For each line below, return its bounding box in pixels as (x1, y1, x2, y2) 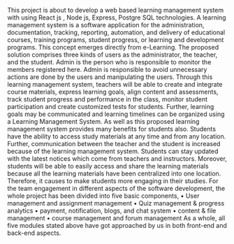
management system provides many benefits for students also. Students (7, 125, 217, 133)
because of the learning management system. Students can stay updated (7, 147, 219, 155)
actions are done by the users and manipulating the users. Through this (7, 73, 213, 81)
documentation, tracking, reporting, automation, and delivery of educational (7, 28, 226, 36)
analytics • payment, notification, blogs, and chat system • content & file (7, 206, 217, 215)
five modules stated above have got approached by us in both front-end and (7, 222, 227, 229)
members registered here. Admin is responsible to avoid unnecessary (7, 66, 207, 73)
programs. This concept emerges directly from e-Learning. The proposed (7, 43, 219, 51)
